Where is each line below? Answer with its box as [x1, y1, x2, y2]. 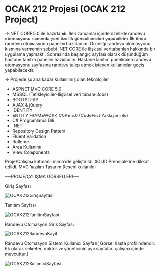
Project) [5, 14, 38, 25]
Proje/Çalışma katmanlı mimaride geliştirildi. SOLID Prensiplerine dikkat [5, 158, 149, 164]
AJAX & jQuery [12, 102, 43, 108]
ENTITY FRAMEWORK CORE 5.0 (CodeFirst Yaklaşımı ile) [12, 112, 128, 118]
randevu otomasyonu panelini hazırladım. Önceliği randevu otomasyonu [5, 40, 151, 46]
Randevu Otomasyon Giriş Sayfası [5, 221, 74, 227]
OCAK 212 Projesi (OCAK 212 [5, 3, 126, 15]
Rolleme [12, 138, 29, 144]
